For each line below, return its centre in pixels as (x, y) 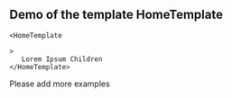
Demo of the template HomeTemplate (116, 15)
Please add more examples (60, 84)
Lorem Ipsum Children (62, 59)
